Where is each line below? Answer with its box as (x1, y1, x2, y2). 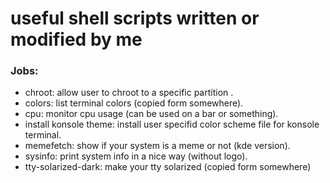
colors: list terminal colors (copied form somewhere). (24, 97, 244, 109)
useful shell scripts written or (10, 7, 260, 30)
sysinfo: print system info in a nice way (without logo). (24, 150, 248, 162)
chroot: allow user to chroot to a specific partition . (24, 87, 234, 99)
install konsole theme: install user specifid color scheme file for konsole (24, 118, 320, 131)
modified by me (10, 28, 143, 51)
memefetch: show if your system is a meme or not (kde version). (24, 140, 291, 152)
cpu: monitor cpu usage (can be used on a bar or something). (24, 108, 279, 120)
